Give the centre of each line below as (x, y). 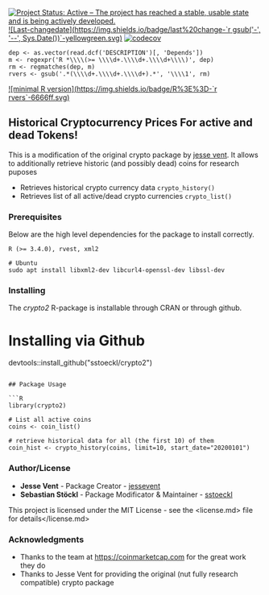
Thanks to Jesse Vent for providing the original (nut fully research (129, 574)
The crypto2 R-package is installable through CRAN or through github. (125, 308)
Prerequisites (35, 217)
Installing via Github (77, 340)
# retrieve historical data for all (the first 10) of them (112, 441)
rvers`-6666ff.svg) (39, 97)
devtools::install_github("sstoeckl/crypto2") (81, 363)
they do (33, 565)
